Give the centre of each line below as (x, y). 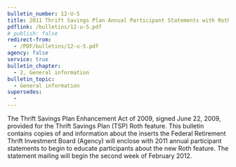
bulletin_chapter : (34, 66)
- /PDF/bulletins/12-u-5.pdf (56, 46)
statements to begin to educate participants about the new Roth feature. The (118, 148)
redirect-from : (29, 40)
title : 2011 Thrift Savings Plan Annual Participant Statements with (111, 20)
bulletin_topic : (31, 79)
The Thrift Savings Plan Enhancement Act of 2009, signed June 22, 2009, (114, 119)
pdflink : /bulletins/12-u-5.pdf (54, 27)
